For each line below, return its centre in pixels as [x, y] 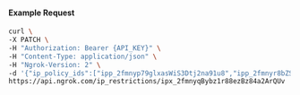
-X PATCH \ [29, 40]
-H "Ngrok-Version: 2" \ [55, 65]
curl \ [21, 31]
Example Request [42, 13]
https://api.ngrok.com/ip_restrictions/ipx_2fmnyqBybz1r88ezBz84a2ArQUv [147, 82]
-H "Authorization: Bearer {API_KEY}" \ [85, 48]
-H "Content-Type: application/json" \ [83, 56]
